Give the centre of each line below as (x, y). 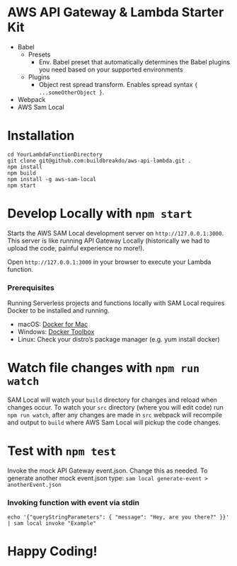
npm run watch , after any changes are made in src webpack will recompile (115, 415)
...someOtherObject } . (71, 92)
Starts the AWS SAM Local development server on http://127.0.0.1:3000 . (116, 233)
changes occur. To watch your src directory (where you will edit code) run (116, 408)
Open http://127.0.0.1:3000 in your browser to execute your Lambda (109, 262)
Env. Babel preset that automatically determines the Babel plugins (134, 62)
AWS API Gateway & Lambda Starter (116, 12)
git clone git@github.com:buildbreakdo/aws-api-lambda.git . (99, 161)
